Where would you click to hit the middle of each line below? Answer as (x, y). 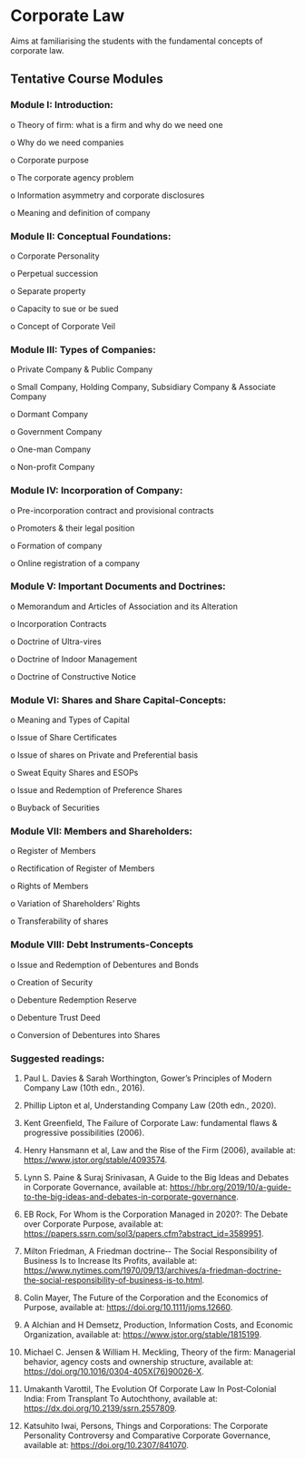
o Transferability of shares (59, 921)
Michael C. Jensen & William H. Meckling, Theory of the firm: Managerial (159, 1352)
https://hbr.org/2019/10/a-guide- (230, 1187)
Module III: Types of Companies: (84, 349)
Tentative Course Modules (87, 79)
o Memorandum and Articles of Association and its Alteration (124, 606)
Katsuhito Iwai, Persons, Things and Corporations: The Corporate (146, 1426)
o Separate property (48, 290)
